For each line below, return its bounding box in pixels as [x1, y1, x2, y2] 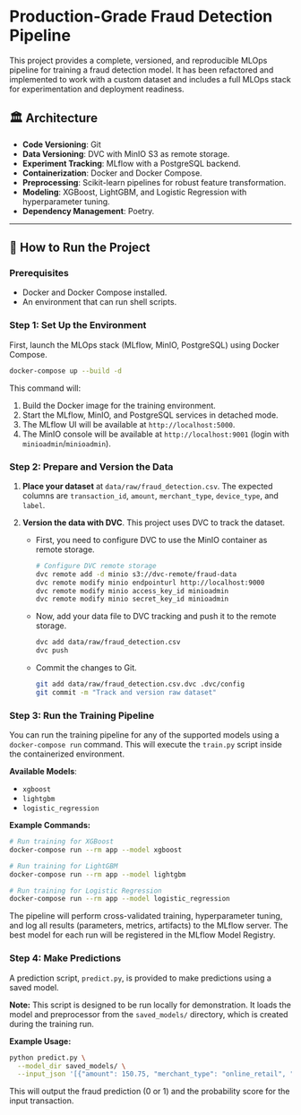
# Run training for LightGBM [9, 861, 118, 870]
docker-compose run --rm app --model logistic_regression [9, 895, 230, 903]
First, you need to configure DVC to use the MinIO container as [35, 534, 268, 545]
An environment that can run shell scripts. [21, 297, 177, 307]
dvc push [35, 646, 69, 655]
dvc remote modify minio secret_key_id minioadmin [35, 594, 229, 604]
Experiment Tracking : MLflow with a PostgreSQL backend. [21, 158, 241, 169]
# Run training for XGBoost [9, 837, 115, 846]
